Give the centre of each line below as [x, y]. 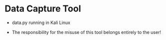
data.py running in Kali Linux [41, 22]
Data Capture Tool [43, 9]
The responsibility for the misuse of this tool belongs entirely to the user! [86, 32]
